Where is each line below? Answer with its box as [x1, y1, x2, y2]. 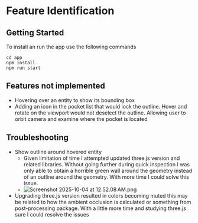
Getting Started [6, 28, 64, 38]
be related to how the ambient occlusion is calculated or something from [14, 198, 191, 205]
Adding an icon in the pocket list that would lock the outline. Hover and [14, 103, 187, 110]
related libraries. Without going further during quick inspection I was [23, 160, 190, 168]
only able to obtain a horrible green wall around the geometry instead [23, 167, 193, 174]
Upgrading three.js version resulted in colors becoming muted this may [14, 192, 188, 199]
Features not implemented [6, 81, 105, 91]
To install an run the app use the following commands [6, 43, 137, 50]
